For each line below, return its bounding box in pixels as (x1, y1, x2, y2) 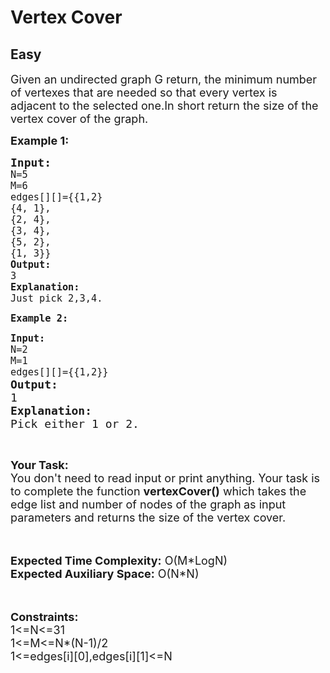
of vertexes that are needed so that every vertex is (10, 86, 278, 100)
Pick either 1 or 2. (10, 417, 140, 431)
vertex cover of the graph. (10, 112, 149, 126)
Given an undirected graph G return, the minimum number (10, 72, 318, 86)
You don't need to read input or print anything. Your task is (10, 471, 321, 485)
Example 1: (10, 134, 70, 148)
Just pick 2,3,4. (10, 292, 103, 305)
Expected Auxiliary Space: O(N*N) (10, 567, 200, 581)
